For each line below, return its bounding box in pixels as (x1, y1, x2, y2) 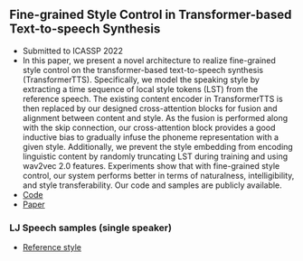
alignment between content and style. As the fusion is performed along (22, 112, 288, 123)
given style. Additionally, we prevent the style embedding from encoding (22, 141, 294, 152)
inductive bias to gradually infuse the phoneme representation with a (22, 131, 279, 143)
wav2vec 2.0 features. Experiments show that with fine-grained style (22, 160, 280, 171)
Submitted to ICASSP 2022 (22, 45, 124, 56)
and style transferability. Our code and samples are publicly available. (22, 180, 282, 191)
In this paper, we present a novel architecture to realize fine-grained (22, 54, 276, 66)
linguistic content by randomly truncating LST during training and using (22, 151, 288, 162)
